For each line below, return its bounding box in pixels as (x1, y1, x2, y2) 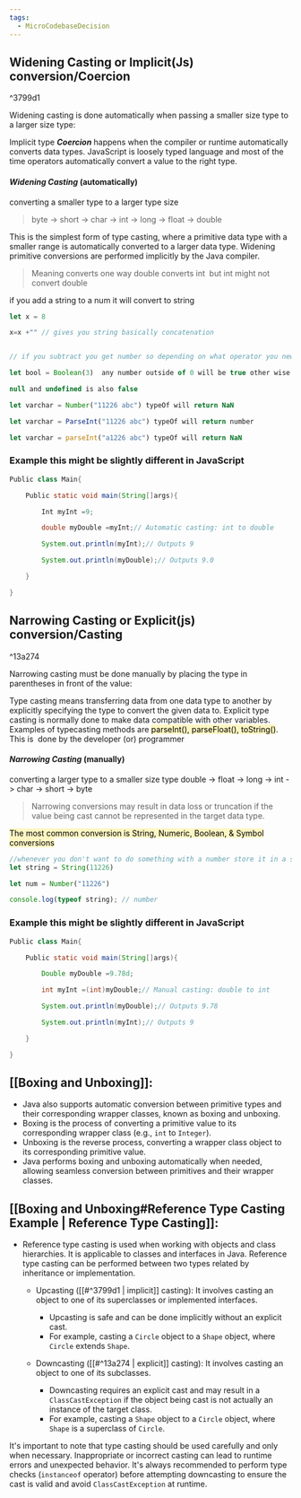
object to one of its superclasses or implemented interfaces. (35, 1294, 258, 1306)
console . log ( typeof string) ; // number (9, 895, 159, 905)
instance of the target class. (48, 1404, 152, 1415)
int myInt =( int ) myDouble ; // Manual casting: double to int (41, 986, 271, 994)
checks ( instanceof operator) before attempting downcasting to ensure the (9, 1469, 287, 1480)
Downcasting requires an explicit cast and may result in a (48, 1385, 261, 1396)
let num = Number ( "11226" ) (9, 879, 110, 889)
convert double (30, 277, 88, 288)
